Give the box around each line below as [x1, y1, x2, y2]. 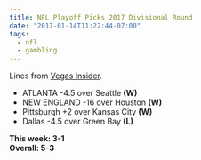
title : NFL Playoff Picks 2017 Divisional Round [9, 12, 193, 22]
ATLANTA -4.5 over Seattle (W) [21, 88, 138, 99]
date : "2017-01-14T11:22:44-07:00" [9, 21, 141, 30]
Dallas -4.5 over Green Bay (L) [21, 116, 134, 127]
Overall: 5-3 [9, 143, 55, 154]
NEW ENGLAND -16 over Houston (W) [21, 97, 163, 108]
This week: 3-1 [9, 133, 65, 144]
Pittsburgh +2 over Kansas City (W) [21, 107, 153, 117]
